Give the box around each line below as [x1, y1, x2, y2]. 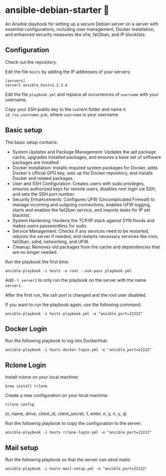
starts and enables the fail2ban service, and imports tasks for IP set [12, 207, 151, 213]
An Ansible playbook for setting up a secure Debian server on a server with [5, 21, 159, 27]
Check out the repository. [5, 59, 57, 65]
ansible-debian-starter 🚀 [5, 4, 110, 16]
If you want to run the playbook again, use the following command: [5, 302, 142, 308]
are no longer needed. [12, 249, 58, 255]
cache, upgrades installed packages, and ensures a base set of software [12, 154, 161, 160]
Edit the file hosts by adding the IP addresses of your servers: [5, 69, 131, 75]
